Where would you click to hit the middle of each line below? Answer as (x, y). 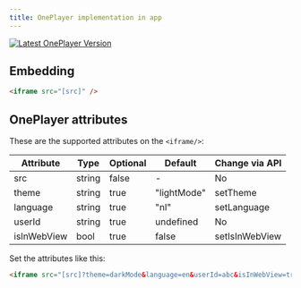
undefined (177, 222)
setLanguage (242, 208)
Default (181, 164)
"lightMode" (181, 193)
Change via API (248, 164)
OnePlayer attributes (69, 119)
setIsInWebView (248, 236)
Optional (128, 164)
